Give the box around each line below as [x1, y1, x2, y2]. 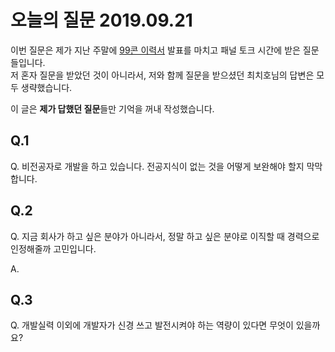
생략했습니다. [20, 81, 73, 93]
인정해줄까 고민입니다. [10, 242, 97, 255]
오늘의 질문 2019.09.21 [10, 9, 193, 32]
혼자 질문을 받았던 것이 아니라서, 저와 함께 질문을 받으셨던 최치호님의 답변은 [20, 69, 315, 81]
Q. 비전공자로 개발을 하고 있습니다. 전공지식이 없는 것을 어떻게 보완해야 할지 [10, 160, 305, 172]
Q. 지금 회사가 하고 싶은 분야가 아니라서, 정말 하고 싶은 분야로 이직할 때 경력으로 [10, 230, 320, 242]
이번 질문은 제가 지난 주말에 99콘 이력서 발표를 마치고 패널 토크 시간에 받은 [10, 44, 301, 56]
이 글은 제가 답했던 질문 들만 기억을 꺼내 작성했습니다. [10, 102, 215, 115]
